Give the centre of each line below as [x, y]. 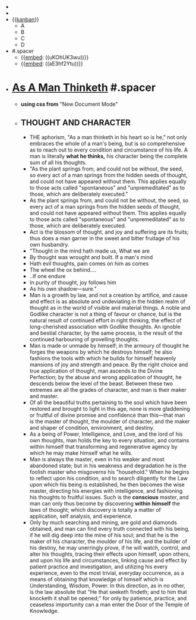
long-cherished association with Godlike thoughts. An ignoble [105, 326]
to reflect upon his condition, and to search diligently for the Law [109, 478]
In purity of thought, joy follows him [73, 282]
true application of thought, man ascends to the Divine [96, 371]
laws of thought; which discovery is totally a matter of [95, 509]
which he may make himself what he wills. [81, 453]
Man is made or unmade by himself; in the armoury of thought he [109, 345]
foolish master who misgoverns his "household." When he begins [109, 472]
